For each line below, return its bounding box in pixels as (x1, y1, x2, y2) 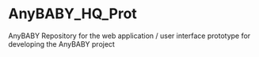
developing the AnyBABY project (8, 39, 115, 48)
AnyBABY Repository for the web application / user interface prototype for (8, 31, 251, 40)
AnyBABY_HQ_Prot (8, 5, 137, 23)
